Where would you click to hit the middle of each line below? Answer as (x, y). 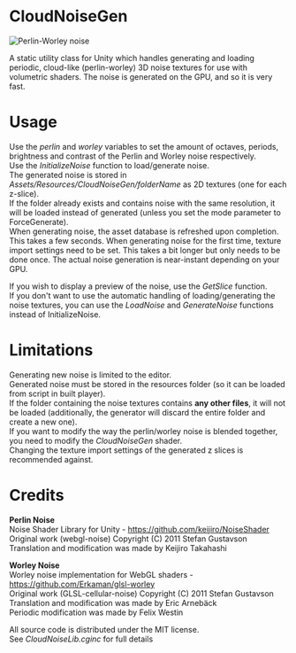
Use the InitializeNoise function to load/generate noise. (109, 165)
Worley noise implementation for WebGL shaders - (101, 574)
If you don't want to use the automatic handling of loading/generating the (142, 295)
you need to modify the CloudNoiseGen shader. (96, 440)
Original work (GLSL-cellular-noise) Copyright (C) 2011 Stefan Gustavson (141, 593)
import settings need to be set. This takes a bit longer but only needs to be (145, 250)
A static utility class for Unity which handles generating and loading (132, 58)
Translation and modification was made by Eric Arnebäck (113, 602)
